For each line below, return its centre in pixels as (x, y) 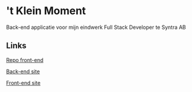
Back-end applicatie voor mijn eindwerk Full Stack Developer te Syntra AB (96, 27)
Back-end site (23, 71)
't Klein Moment (46, 11)
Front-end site (23, 83)
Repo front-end (25, 60)
